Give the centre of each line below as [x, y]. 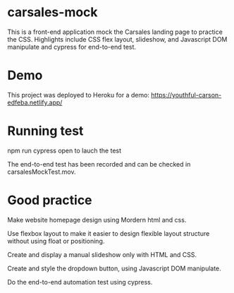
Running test [45, 131]
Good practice [50, 200]
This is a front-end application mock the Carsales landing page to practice [115, 32]
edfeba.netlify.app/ [35, 102]
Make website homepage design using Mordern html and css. [97, 220]
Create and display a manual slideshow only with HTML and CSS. [102, 254]
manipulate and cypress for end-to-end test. [72, 47]
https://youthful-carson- [186, 95]
